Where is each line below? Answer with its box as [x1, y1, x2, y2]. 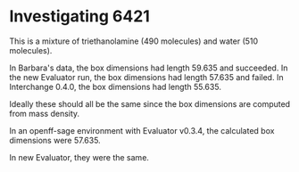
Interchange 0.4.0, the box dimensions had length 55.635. [9, 81, 221, 92]
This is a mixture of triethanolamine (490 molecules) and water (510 [9, 36, 259, 46]
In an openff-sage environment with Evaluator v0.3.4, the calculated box [9, 125, 275, 135]
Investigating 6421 [9, 6, 150, 27]
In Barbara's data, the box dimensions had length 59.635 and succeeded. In [9, 62, 288, 73]
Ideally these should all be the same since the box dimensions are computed [9, 98, 291, 109]
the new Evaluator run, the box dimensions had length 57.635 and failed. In [9, 71, 284, 82]
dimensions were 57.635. [9, 135, 101, 145]
